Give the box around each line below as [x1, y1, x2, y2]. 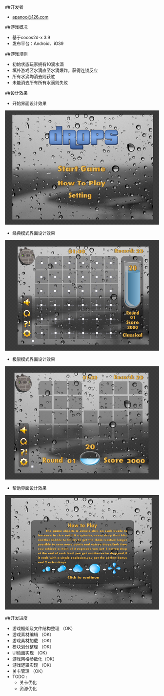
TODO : [12, 674, 27, 679]
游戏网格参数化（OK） [12, 656, 57, 662]
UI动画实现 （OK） [12, 650, 50, 655]
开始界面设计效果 [12, 101, 47, 106]
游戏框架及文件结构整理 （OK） [12, 625, 76, 631]
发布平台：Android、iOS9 [12, 41, 64, 46]
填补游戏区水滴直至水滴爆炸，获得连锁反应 [12, 67, 98, 73]
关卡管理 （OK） [12, 668, 45, 674]
